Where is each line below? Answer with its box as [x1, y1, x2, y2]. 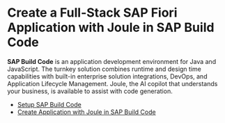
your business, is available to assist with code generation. [7, 87, 173, 95]
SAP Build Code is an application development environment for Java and [7, 57, 217, 65]
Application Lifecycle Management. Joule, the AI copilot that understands [7, 79, 218, 88]
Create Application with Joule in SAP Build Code [17, 108, 156, 116]
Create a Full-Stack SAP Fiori [7, 5, 178, 21]
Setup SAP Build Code [17, 100, 82, 108]
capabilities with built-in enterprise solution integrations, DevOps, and [7, 72, 208, 81]
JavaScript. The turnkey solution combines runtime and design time [7, 65, 202, 73]
